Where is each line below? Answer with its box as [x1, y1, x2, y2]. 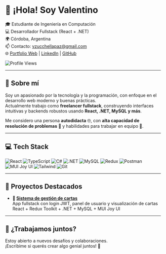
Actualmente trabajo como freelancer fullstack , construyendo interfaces [5, 103, 154, 109]
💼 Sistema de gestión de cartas [12, 195, 78, 201]
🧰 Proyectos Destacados [5, 182, 83, 190]
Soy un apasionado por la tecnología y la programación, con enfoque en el [5, 92, 157, 98]
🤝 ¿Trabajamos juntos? [5, 224, 77, 233]
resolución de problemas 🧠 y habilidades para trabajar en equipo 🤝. [5, 123, 144, 129]
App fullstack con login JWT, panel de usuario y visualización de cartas [12, 201, 158, 207]
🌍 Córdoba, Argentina [5, 36, 51, 41]
